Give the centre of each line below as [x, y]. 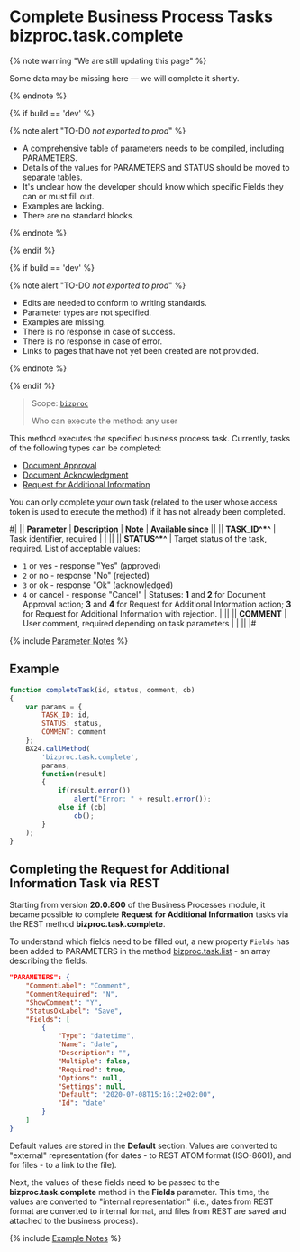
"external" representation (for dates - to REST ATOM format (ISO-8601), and [150, 1155]
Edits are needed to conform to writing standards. [114, 302]
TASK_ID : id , [66, 715]
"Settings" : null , [92, 1086]
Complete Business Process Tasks [141, 17]
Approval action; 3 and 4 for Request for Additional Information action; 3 [157, 604]
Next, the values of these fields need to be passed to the [115, 1182]
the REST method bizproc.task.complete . [87, 924]
